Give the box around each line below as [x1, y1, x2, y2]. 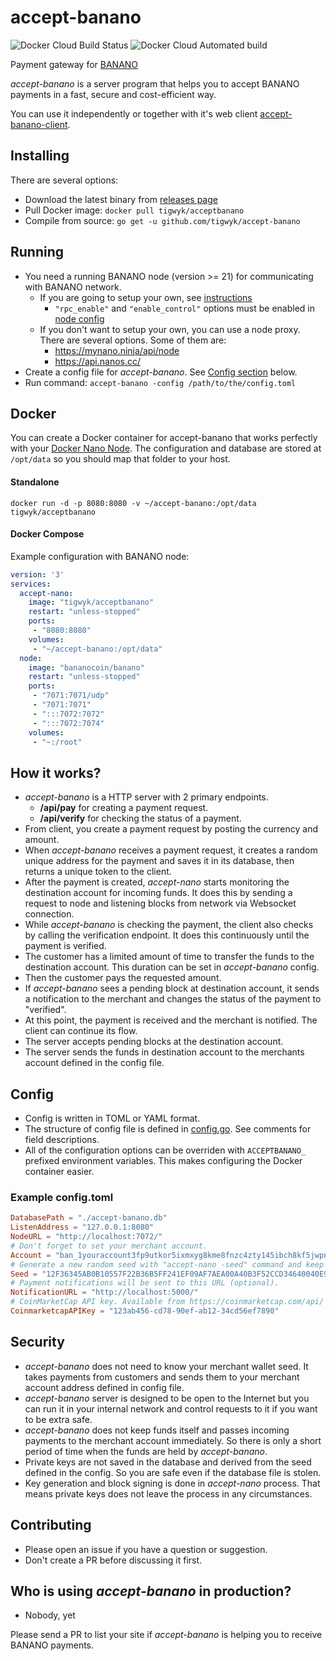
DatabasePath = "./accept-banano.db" [10, 1213, 168, 1223]
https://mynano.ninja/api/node [54, 344, 180, 356]
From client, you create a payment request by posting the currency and [24, 823, 319, 835]
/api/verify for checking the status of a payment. [39, 812, 242, 825]
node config [54, 312, 105, 325]
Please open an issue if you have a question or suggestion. [24, 1543, 268, 1555]
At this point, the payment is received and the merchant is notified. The [24, 1014, 318, 1026]
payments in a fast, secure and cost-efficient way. [10, 88, 217, 100]
